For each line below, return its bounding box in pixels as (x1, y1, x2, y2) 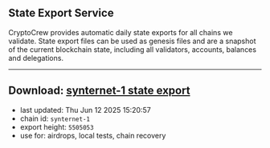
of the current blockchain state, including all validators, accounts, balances (8, 44, 257, 54)
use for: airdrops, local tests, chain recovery (19, 130, 166, 140)
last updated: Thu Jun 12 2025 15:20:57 (19, 105, 151, 114)
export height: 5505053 (19, 122, 94, 131)
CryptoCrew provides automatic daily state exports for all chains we (8, 27, 233, 37)
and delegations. (8, 53, 64, 62)
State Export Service (8, 6, 114, 20)
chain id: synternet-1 (19, 114, 91, 123)
